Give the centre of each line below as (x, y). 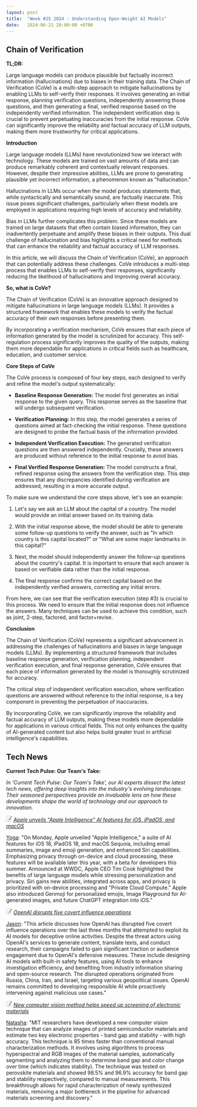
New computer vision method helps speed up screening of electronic (97, 1005)
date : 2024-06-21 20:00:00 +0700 (50, 25)
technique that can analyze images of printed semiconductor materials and (97, 1029)
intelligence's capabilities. (37, 738)
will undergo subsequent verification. (59, 408)
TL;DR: (15, 64)
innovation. (20, 808)
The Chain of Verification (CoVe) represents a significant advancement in (95, 640)
